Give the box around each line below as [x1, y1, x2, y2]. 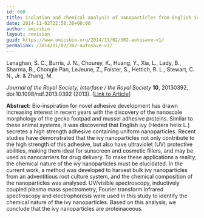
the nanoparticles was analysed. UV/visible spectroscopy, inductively [6, 179, 180, 187]
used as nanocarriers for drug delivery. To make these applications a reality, [6, 153, 197, 160]
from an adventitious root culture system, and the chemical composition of [6, 173, 193, 180]
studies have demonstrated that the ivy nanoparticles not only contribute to [6, 134, 195, 141]
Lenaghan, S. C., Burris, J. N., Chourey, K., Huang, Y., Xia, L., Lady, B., [6, 59, 182, 67]
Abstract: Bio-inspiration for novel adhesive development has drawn [6, 102, 178, 109]
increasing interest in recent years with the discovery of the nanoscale [6, 108, 183, 116]
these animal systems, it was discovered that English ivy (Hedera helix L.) [6, 121, 190, 128]
